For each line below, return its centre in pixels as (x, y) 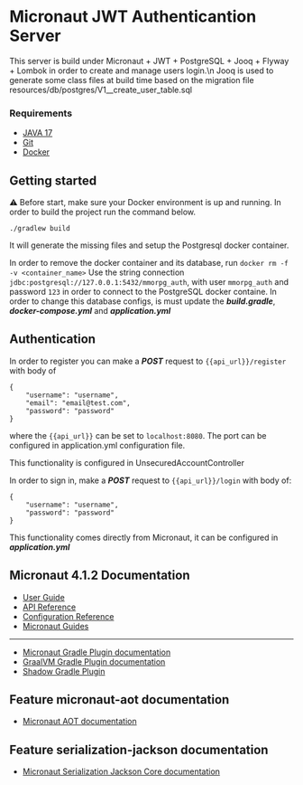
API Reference (49, 607)
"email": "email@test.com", (78, 403)
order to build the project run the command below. (103, 212)
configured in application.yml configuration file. (97, 445)
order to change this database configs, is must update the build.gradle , (142, 301)
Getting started (53, 180)
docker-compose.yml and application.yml (90, 311)
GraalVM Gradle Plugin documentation (94, 661)
